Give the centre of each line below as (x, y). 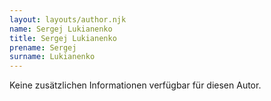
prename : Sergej (43, 47)
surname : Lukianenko (52, 57)
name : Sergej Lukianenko (61, 29)
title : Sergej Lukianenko (63, 38)
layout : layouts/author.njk (68, 19)
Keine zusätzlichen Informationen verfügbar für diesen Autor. (135, 85)
